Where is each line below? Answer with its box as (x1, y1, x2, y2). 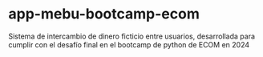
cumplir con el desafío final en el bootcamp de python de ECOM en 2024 (8, 39, 250, 49)
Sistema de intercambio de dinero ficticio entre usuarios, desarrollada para (8, 31, 255, 41)
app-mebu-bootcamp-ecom (8, 5, 200, 23)
